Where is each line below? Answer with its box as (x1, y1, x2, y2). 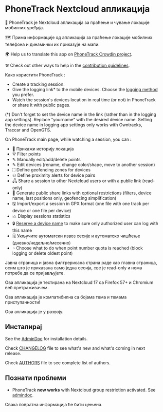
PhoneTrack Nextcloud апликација (5, 3, 150, 15)
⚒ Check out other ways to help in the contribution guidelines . (5, 62, 130, 68)
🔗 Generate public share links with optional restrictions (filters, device (12, 190, 152, 196)
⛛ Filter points (12, 151, 41, 157)
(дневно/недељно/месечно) (12, 240, 71, 245)
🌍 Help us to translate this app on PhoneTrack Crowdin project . (5, 51, 133, 57)
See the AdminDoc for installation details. (5, 336, 88, 341)
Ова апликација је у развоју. (5, 308, 64, 315)
